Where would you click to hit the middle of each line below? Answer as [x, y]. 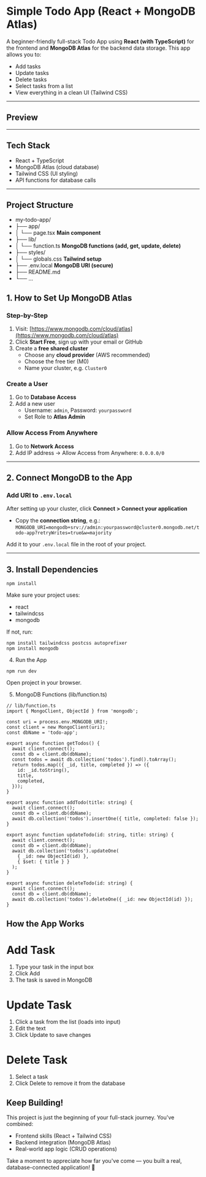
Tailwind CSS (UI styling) [47, 173]
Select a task [32, 1077]
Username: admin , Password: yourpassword [78, 411]
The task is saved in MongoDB [54, 980]
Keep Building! [35, 1102]
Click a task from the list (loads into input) [68, 1022]
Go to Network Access [45, 446]
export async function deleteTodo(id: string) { [70, 883]
